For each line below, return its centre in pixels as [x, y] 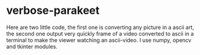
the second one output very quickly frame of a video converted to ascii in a [100, 33]
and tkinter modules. [32, 47]
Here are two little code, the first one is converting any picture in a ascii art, [100, 27]
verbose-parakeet [53, 11]
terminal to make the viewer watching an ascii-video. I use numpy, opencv [99, 40]
